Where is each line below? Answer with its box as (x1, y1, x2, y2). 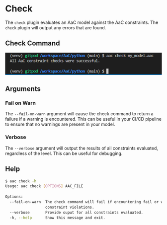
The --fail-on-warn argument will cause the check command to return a (5, 111, 154, 117)
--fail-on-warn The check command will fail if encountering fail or (9, 200, 159, 205)
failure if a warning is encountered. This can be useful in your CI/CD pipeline (5, 116, 162, 122)
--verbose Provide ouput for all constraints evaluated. (9, 210, 143, 215)
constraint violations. (45, 205, 94, 210)
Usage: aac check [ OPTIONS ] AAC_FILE (5, 184, 83, 189)
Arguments (5, 85, 41, 93)
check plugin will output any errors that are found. (5, 24, 106, 30)
